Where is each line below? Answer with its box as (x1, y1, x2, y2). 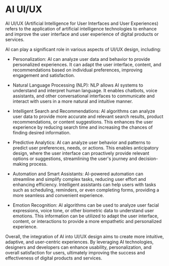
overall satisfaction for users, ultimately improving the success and (5, 249, 146, 255)
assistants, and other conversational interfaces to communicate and (12, 93, 155, 99)
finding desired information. (12, 129, 71, 135)
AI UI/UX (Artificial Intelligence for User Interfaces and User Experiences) (5, 20, 159, 26)
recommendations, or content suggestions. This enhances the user (12, 119, 153, 125)
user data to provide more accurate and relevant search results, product (12, 113, 163, 120)
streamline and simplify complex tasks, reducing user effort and (12, 176, 146, 182)
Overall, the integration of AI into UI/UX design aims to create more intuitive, (5, 233, 164, 239)
